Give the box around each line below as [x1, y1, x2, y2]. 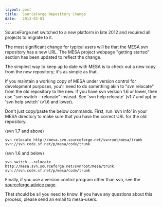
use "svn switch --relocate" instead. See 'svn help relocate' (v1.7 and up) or [5, 94, 157, 100]
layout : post [5, 7, 32, 12]
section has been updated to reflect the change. [5, 54, 102, 60]
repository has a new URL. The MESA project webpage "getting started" [5, 49, 150, 55]
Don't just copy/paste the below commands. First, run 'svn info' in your [5, 108, 147, 114]
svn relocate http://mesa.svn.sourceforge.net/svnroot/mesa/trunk [5, 138, 143, 142]
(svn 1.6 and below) [5, 150, 45, 156]
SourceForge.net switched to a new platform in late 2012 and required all [5, 30, 151, 35]
